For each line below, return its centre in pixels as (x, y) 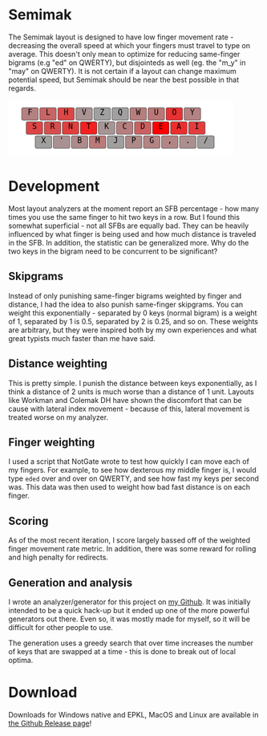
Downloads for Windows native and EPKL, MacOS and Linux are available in (133, 714)
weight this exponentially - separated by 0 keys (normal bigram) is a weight (133, 313)
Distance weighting (58, 364)
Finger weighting (52, 442)
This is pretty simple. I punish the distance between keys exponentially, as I (133, 383)
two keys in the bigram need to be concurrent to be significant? (113, 251)
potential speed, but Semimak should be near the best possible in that (123, 79)
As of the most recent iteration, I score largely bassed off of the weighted (129, 540)
